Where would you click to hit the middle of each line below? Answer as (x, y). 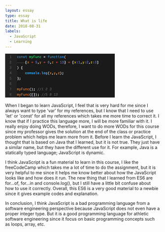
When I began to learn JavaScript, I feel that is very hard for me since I (77, 105)
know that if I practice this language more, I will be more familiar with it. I (79, 121)
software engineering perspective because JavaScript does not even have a (82, 208)
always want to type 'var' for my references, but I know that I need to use (79, 111)
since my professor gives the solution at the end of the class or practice (78, 131)
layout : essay (20, 10)
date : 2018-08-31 (23, 26)
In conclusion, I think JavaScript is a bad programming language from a (78, 203)
